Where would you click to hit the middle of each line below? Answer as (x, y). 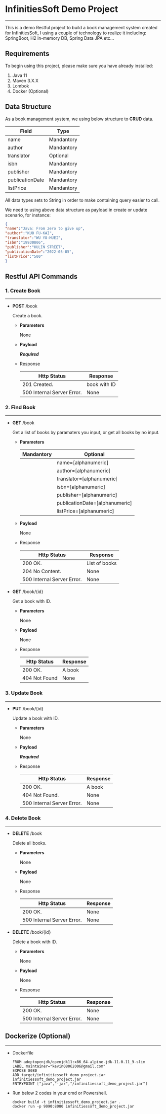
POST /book (25, 306)
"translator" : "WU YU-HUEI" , (34, 238)
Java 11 (20, 75)
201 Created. (38, 384)
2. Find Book (20, 407)
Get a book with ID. (32, 601)
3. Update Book (24, 693)
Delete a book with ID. (35, 942)
